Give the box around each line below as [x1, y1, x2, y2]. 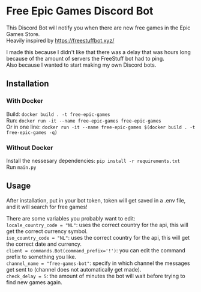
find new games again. [6, 278, 63, 286]
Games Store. [6, 30, 40, 37]
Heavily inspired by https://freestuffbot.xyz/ [6, 37, 115, 44]
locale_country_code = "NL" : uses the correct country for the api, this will [6, 221, 188, 228]
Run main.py [6, 163, 37, 171]
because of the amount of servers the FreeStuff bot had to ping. [6, 55, 164, 62]
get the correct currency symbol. [6, 227, 88, 235]
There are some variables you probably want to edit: [6, 214, 136, 222]
